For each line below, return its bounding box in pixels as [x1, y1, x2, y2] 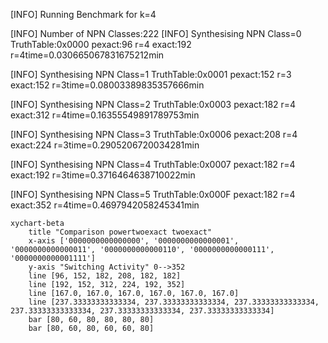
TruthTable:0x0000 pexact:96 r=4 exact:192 [10, 39, 192, 50]
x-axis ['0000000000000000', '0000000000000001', [28, 236, 240, 246]
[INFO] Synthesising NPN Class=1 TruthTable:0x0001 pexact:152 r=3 [10, 69, 292, 80]
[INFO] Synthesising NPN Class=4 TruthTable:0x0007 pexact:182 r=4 [10, 159, 296, 170]
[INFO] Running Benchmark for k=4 [10, 9, 157, 20]
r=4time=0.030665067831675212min [10, 49, 165, 61]
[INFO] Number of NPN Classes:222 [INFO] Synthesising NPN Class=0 [10, 28, 302, 39]
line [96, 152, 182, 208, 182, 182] [28, 271, 182, 281]
